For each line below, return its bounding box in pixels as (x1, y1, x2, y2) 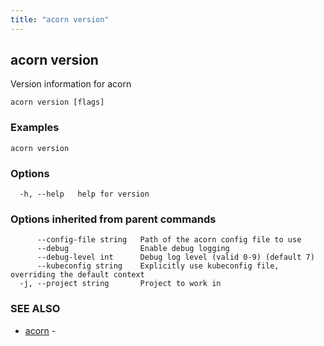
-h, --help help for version (19, 189, 150, 200)
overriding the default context (10, 270, 145, 280)
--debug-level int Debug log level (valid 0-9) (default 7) (36, 252, 315, 263)
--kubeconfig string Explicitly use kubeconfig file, (36, 261, 280, 271)
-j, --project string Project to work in (19, 279, 222, 289)
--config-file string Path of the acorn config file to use (36, 235, 302, 245)
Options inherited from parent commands (10, 212, 217, 226)
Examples (10, 121, 60, 135)
